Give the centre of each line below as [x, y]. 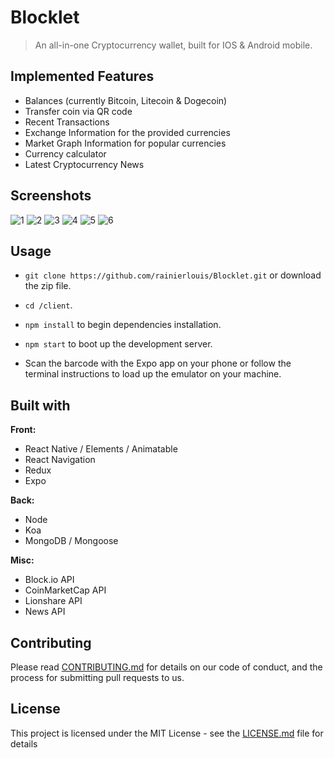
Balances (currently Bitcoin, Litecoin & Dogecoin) [126, 100]
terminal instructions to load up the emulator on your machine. [153, 374]
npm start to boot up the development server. [118, 344]
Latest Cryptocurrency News [84, 164]
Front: [23, 430]
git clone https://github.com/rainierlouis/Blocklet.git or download [173, 275]
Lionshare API [53, 601]
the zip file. [48, 286]
